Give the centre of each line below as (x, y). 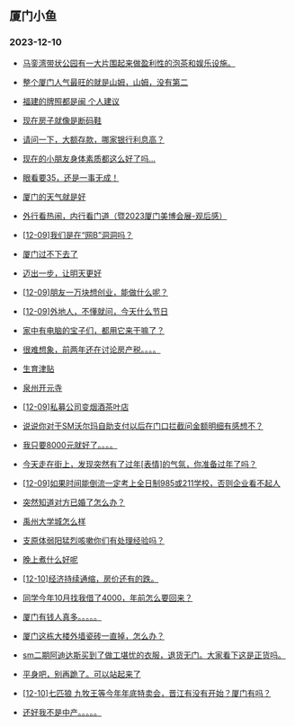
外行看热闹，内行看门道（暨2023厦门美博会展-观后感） (125, 216)
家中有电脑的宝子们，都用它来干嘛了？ (93, 330)
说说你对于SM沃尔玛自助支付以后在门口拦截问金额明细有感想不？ (143, 426)
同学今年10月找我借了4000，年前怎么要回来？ (107, 598)
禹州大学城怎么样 (54, 521)
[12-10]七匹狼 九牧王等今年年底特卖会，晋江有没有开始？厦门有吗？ (147, 693)
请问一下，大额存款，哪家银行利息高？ (93, 139)
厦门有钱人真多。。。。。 (62, 616)
